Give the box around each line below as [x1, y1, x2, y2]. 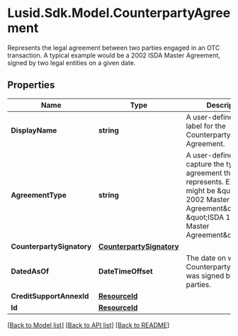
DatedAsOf [11, 266, 50, 276]
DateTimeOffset [98, 266, 154, 276]
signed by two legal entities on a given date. [7, 58, 136, 67]
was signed [186, 271, 225, 281]
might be [186, 186, 216, 196]
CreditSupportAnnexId [11, 291, 89, 301]
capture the [186, 159, 225, 169]
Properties [7, 79, 55, 91]
